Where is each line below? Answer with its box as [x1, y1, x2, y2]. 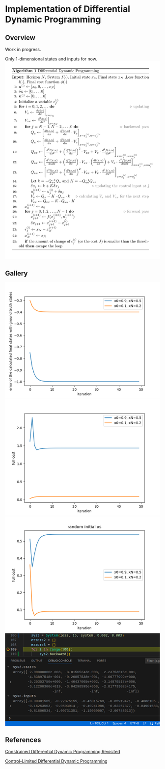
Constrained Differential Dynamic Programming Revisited [5, 749, 120, 755]
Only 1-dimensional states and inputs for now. [5, 56, 97, 62]
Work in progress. [5, 47, 41, 52]
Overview [5, 33, 36, 42]
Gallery [5, 269, 28, 277]
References [5, 736, 41, 744]
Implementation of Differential [5, 3, 131, 15]
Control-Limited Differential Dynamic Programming [5, 758, 108, 764]
